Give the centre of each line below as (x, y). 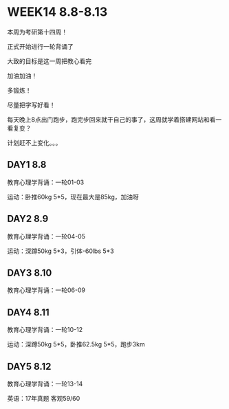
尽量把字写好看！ (31, 104)
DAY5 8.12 (29, 366)
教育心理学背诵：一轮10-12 (45, 330)
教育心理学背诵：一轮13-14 (45, 384)
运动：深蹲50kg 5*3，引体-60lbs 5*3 (61, 251)
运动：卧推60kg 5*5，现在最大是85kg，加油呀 (73, 197)
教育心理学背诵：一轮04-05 (46, 236)
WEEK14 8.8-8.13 (57, 12)
